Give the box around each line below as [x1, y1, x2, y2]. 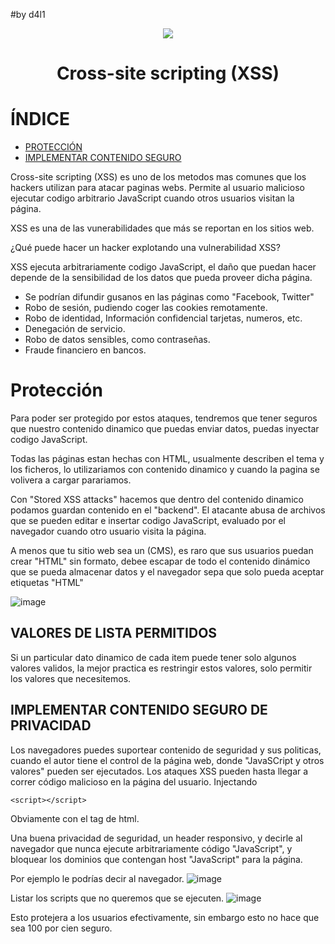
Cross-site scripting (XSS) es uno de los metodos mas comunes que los [10, 171, 307, 183]
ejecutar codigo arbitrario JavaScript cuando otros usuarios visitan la [10, 192, 295, 204]
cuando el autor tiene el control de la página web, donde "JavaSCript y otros [10, 754, 325, 766]
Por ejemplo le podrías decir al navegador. [10, 872, 185, 884]
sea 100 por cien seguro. [10, 922, 113, 934]
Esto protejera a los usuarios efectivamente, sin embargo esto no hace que [10, 911, 320, 923]
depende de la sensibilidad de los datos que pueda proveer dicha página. [10, 272, 313, 284]
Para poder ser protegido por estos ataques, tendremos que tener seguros [10, 412, 318, 424]
